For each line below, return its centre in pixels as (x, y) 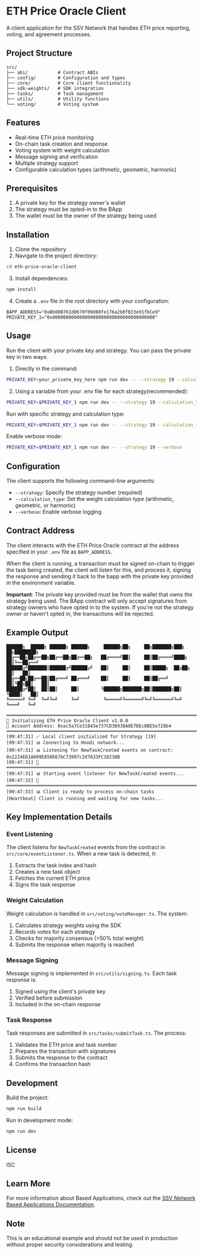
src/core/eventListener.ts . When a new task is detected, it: (82, 854)
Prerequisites (32, 188)
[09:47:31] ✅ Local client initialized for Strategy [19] (81, 736)
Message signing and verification (56, 157)
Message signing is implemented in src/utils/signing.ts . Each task (92, 973)
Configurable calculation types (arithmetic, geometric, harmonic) (96, 169)
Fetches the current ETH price (53, 878)
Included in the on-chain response (58, 1004)
